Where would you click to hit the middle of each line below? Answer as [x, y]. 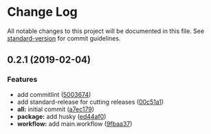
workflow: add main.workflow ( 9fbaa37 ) [75, 124]
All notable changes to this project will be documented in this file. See [106, 31]
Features [22, 80]
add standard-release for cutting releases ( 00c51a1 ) [90, 102]
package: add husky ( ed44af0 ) [62, 116]
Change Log [42, 12]
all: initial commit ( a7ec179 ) [56, 109]
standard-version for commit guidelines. [64, 38]
